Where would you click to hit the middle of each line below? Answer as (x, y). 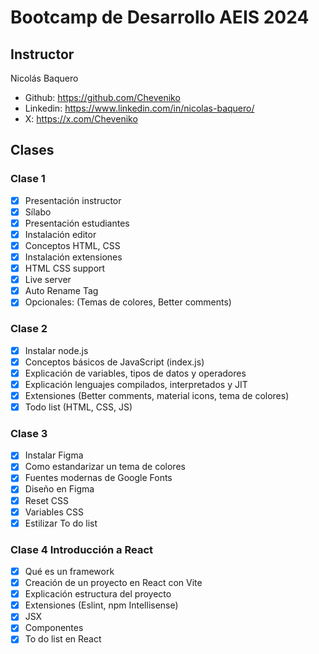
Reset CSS (47, 500)
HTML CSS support (65, 268)
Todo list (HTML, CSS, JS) (78, 407)
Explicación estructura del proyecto (98, 594)
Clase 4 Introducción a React (82, 549)
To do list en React (63, 639)
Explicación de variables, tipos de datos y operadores (135, 373)
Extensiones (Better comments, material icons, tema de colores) (157, 395)
